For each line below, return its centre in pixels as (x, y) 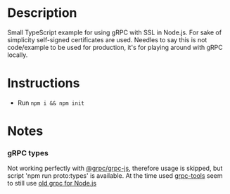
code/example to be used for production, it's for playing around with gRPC (115, 47)
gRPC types (28, 153)
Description (42, 13)
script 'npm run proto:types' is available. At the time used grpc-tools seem (115, 176)
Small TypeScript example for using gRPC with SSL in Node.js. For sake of (115, 32)
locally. (18, 55)
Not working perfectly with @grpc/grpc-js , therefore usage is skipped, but (115, 168)
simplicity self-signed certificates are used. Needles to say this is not (107, 39)
